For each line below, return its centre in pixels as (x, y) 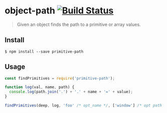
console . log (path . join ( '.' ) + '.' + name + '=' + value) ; (71, 92)
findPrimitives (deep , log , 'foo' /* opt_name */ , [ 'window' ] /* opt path (83, 106)
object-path (30, 11)
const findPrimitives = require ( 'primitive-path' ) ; (60, 78)
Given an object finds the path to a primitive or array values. (79, 24)
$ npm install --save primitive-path (44, 52)
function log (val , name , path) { (40, 87)
